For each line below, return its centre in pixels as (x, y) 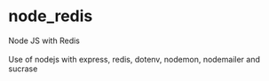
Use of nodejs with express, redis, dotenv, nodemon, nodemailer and (134, 59)
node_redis (51, 16)
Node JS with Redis (44, 40)
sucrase (23, 69)
